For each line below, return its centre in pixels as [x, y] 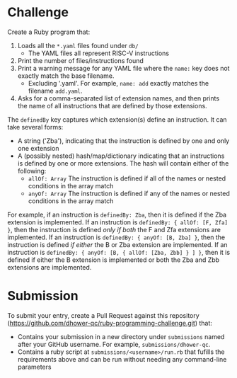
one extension [38, 148]
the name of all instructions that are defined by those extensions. [112, 105]
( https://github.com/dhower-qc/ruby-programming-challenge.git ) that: [110, 323]
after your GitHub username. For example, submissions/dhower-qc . [114, 344]
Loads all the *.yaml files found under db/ [78, 45]
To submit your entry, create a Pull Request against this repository [103, 315]
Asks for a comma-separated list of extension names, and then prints [118, 98]
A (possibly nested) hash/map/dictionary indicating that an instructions [121, 156]
